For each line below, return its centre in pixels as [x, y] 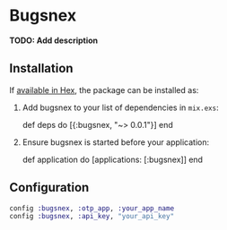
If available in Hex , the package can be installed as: [104, 89]
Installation [41, 68]
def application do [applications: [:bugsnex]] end [113, 159]
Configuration [49, 187]
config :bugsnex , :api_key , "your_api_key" [92, 217]
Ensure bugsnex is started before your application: [116, 142]
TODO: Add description [54, 40]
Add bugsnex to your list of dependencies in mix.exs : [120, 107]
